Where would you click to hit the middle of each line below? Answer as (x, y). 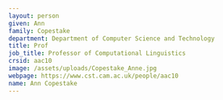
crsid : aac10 (30, 61)
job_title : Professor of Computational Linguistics (97, 53)
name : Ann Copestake (43, 83)
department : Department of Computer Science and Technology (112, 38)
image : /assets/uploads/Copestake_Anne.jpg (83, 69)
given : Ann (27, 23)
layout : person (34, 16)
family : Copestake (39, 31)
